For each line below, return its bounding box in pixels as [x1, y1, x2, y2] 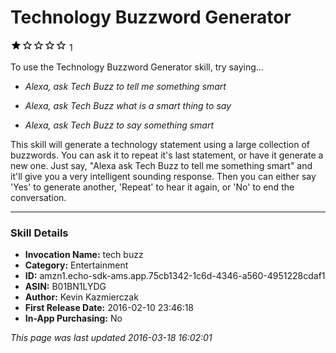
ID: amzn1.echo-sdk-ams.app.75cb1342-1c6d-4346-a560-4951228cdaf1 [24, 270, 326, 282]
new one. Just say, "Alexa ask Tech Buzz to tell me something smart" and [10, 159, 313, 171]
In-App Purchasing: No [24, 312, 123, 325]
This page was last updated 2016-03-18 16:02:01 [10, 332, 213, 344]
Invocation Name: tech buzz [24, 249, 144, 261]
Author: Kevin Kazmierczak [24, 291, 139, 303]
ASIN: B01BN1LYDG [24, 281, 107, 293]
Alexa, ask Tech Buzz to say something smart [24, 119, 215, 131]
